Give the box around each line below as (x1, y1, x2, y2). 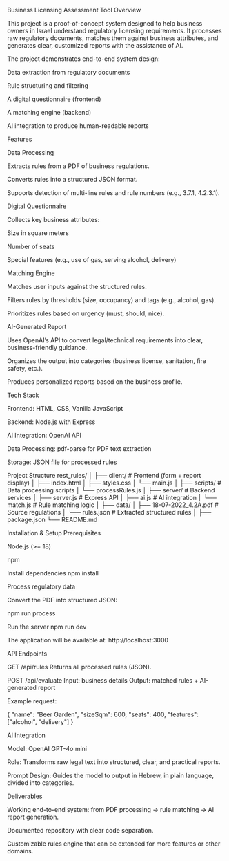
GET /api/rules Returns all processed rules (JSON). (7, 663, 152, 671)
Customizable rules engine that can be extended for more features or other (7, 840, 221, 848)
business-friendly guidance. (7, 344, 88, 351)
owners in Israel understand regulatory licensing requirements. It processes (7, 27, 222, 35)
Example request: (7, 697, 57, 705)
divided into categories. (7, 779, 74, 787)
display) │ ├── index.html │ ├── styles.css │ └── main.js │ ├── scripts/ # (7, 479, 222, 487)
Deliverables (7, 792, 43, 800)
